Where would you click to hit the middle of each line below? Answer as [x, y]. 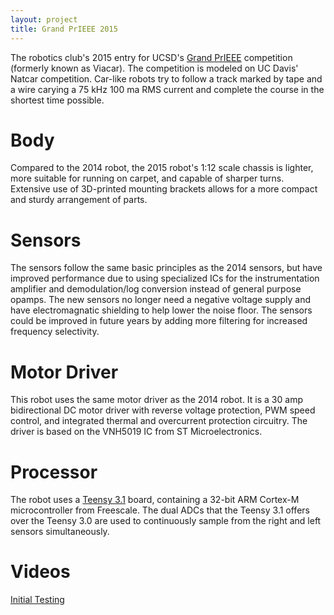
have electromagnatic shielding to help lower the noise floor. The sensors [161, 310]
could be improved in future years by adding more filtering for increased [159, 321]
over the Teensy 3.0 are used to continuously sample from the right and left [166, 521]
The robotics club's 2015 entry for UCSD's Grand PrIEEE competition [151, 57]
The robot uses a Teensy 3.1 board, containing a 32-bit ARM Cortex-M [155, 500]
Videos [40, 572]
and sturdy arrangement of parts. [79, 200]
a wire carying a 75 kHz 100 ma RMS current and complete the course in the [167, 89]
